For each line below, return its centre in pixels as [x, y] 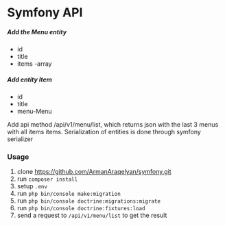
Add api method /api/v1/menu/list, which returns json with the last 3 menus [113, 125]
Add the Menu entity [37, 32]
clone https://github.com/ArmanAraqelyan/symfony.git [94, 172]
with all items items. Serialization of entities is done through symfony [104, 132]
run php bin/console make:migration [69, 194]
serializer [20, 139]
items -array [34, 64]
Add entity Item [30, 79]
